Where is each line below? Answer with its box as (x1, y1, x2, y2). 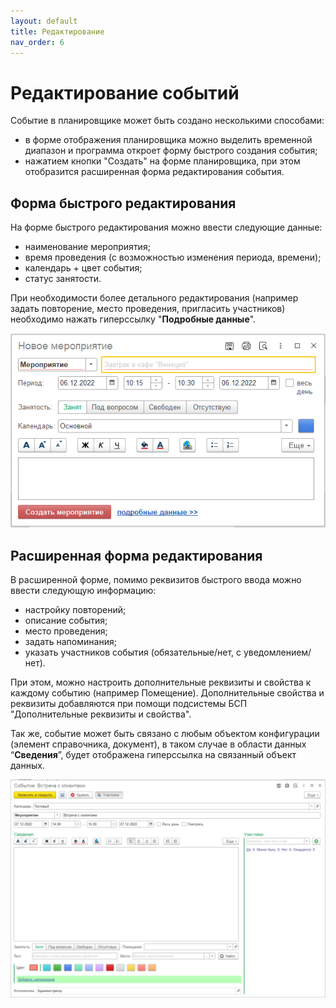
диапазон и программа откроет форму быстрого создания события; (24, 145, 318, 157)
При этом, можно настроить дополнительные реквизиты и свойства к (10, 676, 312, 688)
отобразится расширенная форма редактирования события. (24, 166, 285, 178)
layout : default (10, 16, 78, 26)
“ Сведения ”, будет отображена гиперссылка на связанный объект (10, 748, 297, 760)
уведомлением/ (243, 646, 312, 658)
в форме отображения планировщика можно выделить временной (24, 134, 313, 146)
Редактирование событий (10, 81, 240, 104)
